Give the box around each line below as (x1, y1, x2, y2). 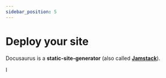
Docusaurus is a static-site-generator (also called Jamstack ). (5, 55, 161, 62)
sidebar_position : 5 (5, 8, 58, 15)
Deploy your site (5, 34, 89, 48)
